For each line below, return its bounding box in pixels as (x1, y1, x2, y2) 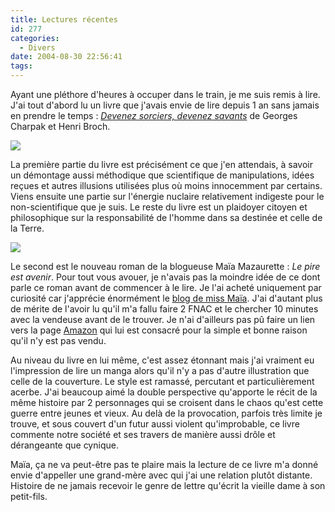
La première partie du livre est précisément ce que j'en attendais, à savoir (10, 159, 313, 170)
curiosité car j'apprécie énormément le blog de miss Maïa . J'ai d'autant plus (10, 292, 323, 304)
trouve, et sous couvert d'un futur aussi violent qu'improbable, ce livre (10, 418, 300, 430)
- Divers (19, 42, 56, 53)
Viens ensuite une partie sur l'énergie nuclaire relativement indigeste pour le (10, 191, 325, 202)
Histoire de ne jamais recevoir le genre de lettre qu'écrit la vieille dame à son (10, 480, 326, 491)
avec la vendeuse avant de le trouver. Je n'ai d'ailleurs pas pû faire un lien (10, 314, 316, 325)
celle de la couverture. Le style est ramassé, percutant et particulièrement (10, 376, 315, 387)
